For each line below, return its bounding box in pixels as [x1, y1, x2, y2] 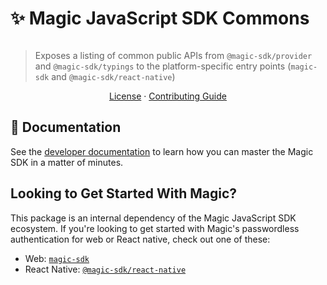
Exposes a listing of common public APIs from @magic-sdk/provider [34, 49, 313, 61]
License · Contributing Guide [109, 90, 227, 102]
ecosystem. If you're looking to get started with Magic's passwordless [10, 222, 300, 234]
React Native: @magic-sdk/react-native [24, 263, 187, 275]
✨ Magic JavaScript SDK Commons [10, 7, 310, 30]
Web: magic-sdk [24, 252, 90, 264]
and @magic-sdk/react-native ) [51, 70, 176, 82]
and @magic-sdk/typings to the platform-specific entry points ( [34, 60, 292, 72]
